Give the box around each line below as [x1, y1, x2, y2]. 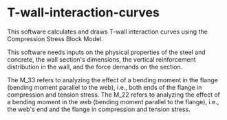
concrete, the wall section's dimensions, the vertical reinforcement [7, 55, 196, 63]
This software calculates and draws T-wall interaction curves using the [7, 27, 208, 36]
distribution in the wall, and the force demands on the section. [7, 62, 183, 71]
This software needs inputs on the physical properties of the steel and [7, 48, 206, 56]
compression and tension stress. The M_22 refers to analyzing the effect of [7, 91, 221, 99]
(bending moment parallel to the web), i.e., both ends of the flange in [7, 83, 202, 91]
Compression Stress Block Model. [7, 34, 103, 43]
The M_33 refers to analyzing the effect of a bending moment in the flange [7, 75, 218, 84]
